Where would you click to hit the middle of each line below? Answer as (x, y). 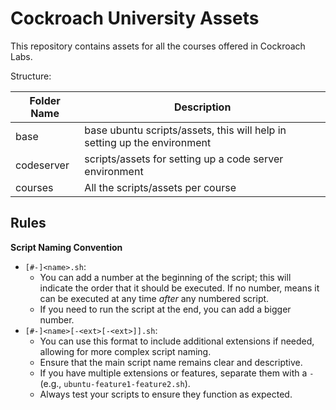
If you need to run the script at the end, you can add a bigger (165, 309)
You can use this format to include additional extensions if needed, (177, 341)
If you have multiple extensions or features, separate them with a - (177, 373)
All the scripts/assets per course (160, 187)
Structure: (31, 76)
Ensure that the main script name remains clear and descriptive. (171, 362)
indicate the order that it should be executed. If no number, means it (179, 288)
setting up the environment (148, 142)
